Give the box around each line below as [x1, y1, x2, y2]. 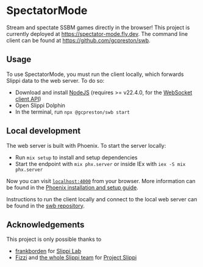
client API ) [15, 95, 41, 102]
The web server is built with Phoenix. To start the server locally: [6, 142, 166, 149]
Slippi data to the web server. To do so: [6, 77, 105, 84]
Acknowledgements [6, 220, 85, 230]
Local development [6, 126, 81, 136]
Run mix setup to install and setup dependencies [15, 153, 138, 161]
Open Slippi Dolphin [15, 102, 66, 109]
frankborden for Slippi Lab [15, 248, 81, 255]
